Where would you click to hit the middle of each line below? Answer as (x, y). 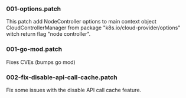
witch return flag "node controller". (48, 34)
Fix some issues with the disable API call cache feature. (74, 90)
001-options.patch (33, 9)
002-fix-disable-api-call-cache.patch (62, 77)
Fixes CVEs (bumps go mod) (41, 62)
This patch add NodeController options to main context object (81, 22)
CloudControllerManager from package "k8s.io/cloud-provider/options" (93, 28)
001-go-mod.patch (34, 49)
